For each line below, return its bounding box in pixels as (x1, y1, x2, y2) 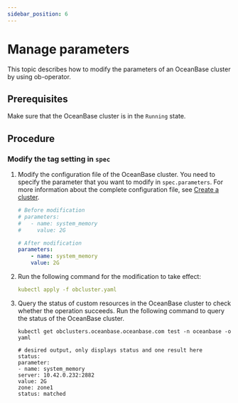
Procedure (7, 133, 55, 145)
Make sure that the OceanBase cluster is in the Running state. (7, 112, 186, 121)
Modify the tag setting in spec (7, 154, 111, 164)
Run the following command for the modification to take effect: (17, 272, 201, 281)
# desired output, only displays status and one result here (17, 347, 203, 354)
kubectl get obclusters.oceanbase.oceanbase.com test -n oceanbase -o (17, 327, 232, 335)
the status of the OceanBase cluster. (17, 314, 125, 322)
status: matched (17, 390, 66, 397)
